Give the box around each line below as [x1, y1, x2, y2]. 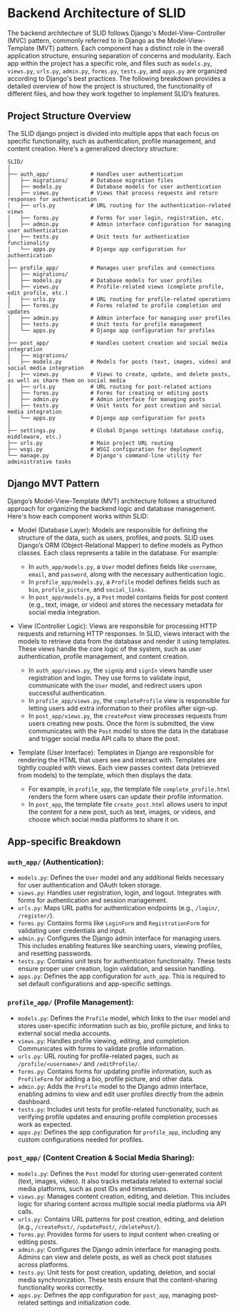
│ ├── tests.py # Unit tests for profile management [7, 320, 202, 328]
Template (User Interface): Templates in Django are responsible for [17, 748, 214, 757]
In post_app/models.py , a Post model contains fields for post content [28, 592, 229, 601]
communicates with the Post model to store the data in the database [28, 727, 229, 735]
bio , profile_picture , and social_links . [28, 584, 147, 594]
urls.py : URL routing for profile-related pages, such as [17, 1052, 179, 1060]
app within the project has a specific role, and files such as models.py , [7, 59, 212, 67]
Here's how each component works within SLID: [7, 512, 149, 520]
